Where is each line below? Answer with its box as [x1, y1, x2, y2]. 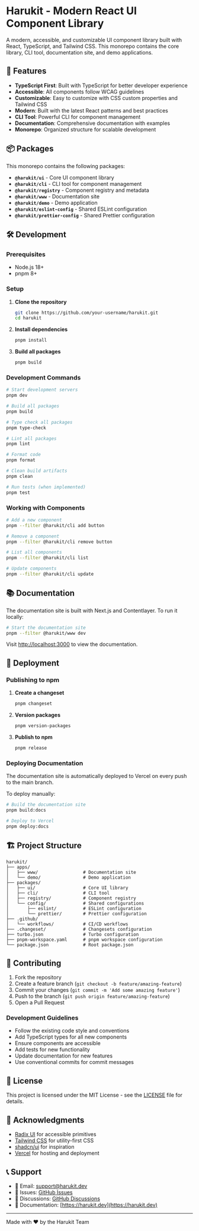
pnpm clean [6, 473, 33, 479]
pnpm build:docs [6, 807, 46, 813]
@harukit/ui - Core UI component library [14, 173, 114, 181]
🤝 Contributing [6, 958, 62, 968]
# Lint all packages [6, 435, 57, 442]
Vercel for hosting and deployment [14, 1150, 99, 1157]
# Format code [6, 452, 41, 458]
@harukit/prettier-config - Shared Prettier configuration [14, 211, 155, 218]
